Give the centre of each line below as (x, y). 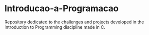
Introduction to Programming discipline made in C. (55, 27)
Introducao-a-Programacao (62, 9)
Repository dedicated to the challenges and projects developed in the (74, 22)
